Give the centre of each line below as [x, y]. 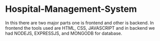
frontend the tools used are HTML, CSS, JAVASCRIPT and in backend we [80, 28]
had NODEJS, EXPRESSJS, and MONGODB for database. [64, 33]
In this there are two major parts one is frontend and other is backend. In [80, 23]
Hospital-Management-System [71, 9]
